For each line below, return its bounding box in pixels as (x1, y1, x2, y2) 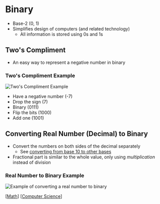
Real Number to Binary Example (5, 172, 85, 179)
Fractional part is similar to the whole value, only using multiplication (12, 154, 155, 160)
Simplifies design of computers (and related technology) (12, 25, 130, 31)
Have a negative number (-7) (12, 93, 73, 99)
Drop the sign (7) (12, 99, 48, 105)
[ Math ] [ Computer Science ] (5, 193, 63, 199)
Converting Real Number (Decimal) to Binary (5, 129, 148, 138)
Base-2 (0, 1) (12, 20, 39, 26)
